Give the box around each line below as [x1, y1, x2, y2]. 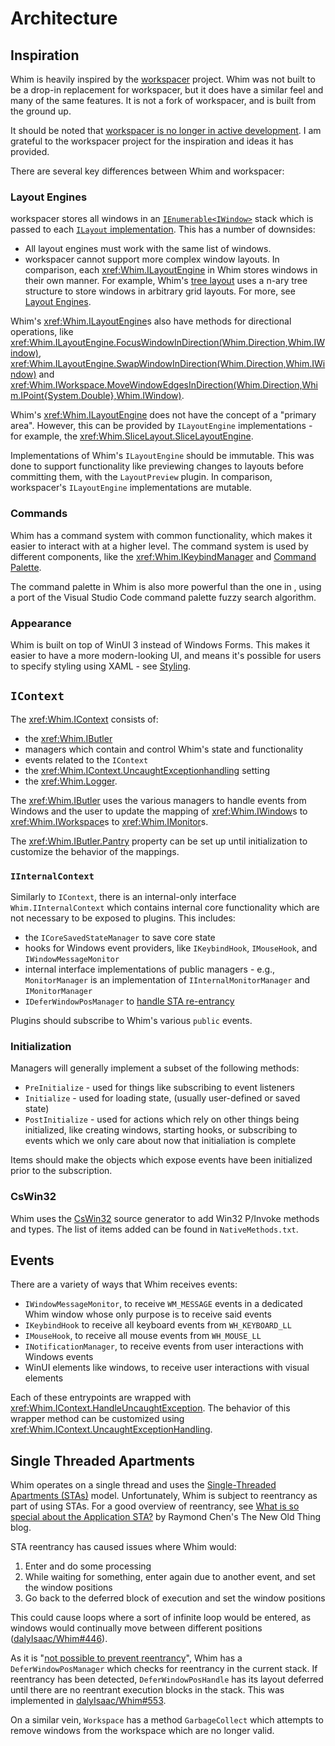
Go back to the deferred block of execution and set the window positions [24, 1592, 326, 1604]
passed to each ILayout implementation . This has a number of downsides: [10, 223, 316, 236]
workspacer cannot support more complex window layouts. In [24, 253, 280, 266]
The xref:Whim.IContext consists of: [10, 713, 159, 725]
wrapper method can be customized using [10, 1413, 185, 1425]
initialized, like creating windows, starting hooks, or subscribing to [24, 1124, 298, 1136]
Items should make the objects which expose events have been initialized [10, 1154, 313, 1166]
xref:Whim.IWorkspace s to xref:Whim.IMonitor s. [10, 815, 209, 827]
